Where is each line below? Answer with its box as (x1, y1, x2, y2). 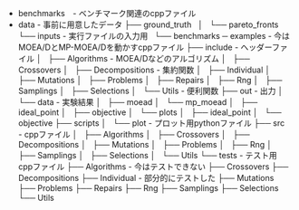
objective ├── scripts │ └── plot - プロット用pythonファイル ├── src (17, 118, 285, 129)
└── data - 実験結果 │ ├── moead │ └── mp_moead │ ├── (17, 97, 258, 107)
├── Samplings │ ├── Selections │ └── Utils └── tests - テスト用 (17, 150, 278, 160)
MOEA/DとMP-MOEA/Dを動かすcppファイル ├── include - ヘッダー (17, 42, 273, 52)
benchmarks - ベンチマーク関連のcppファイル (17, 8, 197, 18)
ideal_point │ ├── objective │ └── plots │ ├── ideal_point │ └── (17, 107, 283, 118)
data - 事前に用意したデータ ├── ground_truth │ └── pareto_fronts (17, 19, 279, 30)
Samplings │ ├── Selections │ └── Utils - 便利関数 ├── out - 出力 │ (17, 85, 284, 96)
